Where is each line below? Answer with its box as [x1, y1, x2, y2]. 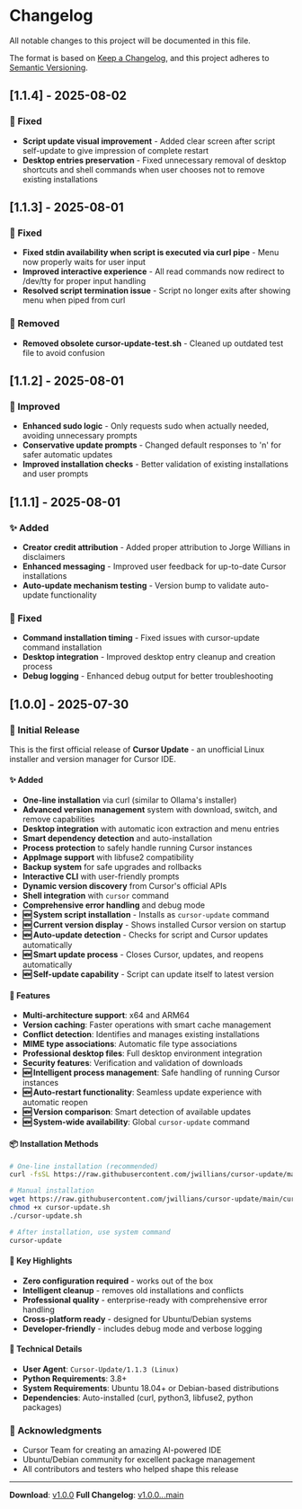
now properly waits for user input [22, 257, 147, 268]
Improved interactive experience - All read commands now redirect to [22, 266, 285, 277]
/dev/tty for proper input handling [22, 276, 147, 287]
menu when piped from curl [22, 295, 126, 306]
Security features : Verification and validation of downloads [22, 1058, 244, 1069]
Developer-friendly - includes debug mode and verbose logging [22, 1323, 262, 1334]
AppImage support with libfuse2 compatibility [22, 852, 195, 863]
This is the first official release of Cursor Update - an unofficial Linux [9, 743, 265, 755]
